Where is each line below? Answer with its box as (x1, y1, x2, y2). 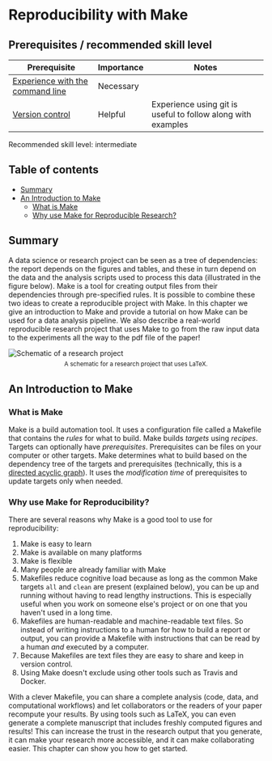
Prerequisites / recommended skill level (8, 38, 212, 52)
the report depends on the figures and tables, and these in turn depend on (8, 264, 257, 273)
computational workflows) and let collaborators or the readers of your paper (8, 701, 263, 711)
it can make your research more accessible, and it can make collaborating (8, 735, 255, 745)
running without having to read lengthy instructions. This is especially (19, 590, 253, 600)
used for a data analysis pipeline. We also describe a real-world (8, 315, 221, 325)
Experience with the (12, 75, 89, 87)
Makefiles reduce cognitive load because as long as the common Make (19, 573, 258, 583)
